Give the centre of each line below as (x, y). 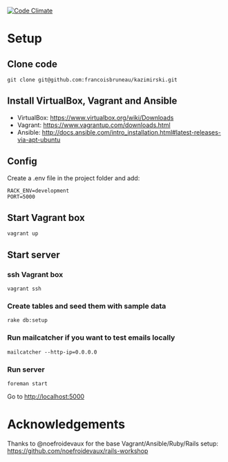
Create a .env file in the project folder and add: (74, 178)
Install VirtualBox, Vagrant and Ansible (92, 101)
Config (22, 161)
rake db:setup (28, 320)
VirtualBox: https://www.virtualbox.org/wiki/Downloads (95, 117)
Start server (34, 254)
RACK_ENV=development (38, 191)
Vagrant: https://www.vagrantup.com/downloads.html (94, 125)
